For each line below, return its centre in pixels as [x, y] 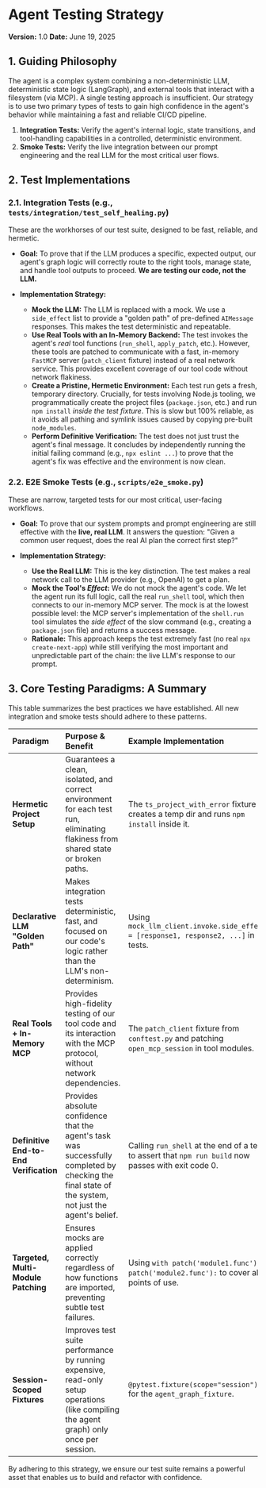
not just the [86, 1205]
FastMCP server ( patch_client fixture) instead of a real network [133, 360]
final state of [89, 1185]
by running [85, 1359]
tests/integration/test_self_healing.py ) [89, 213]
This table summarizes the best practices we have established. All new [123, 707]
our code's [85, 941]
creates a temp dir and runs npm [186, 814]
